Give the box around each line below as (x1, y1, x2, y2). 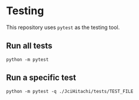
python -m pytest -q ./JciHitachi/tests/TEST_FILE (6, 88, 134, 94)
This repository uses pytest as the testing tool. (6, 24, 120, 31)
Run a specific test (6, 73, 76, 83)
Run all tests (6, 41, 53, 51)
